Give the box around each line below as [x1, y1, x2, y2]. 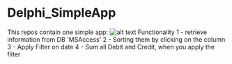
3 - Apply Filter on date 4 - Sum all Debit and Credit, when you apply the [7, 42, 215, 51]
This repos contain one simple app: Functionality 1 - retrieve [7, 28, 208, 36]
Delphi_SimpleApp [7, 5, 116, 21]
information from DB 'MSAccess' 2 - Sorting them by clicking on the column [7, 35, 226, 43]
